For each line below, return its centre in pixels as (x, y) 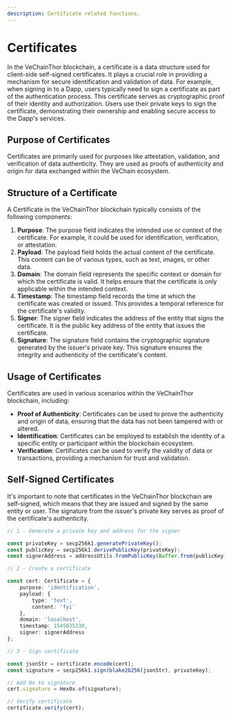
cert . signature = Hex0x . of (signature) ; (65, 689)
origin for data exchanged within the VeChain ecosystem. (89, 171)
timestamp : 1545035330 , (54, 626)
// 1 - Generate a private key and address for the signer (94, 531)
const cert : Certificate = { (49, 581)
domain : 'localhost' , (50, 620)
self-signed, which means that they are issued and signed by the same (108, 503)
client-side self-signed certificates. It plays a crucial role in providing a (107, 74)
